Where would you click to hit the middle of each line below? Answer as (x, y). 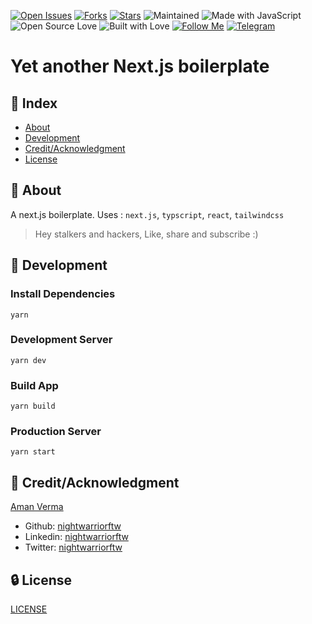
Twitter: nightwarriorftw (73, 547)
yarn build (33, 406)
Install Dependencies (63, 294)
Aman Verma (37, 507)
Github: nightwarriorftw (73, 526)
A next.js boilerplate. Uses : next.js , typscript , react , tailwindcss (147, 214)
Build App (34, 385)
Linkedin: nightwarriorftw (76, 537)
